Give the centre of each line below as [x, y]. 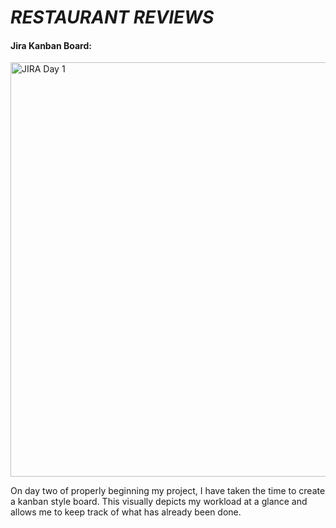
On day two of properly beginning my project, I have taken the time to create [168, 491]
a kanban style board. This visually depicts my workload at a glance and [159, 502]
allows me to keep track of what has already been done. [126, 512]
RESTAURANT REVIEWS [112, 17]
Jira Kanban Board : [51, 45]
